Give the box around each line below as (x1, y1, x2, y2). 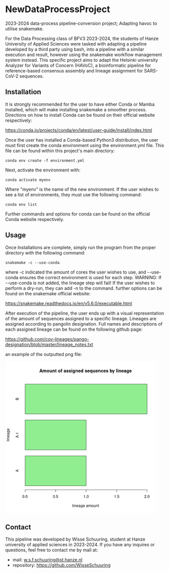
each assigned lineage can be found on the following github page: (5, 326, 143, 332)
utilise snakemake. (5, 25, 44, 31)
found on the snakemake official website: (5, 290, 91, 296)
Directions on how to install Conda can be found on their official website (5, 112, 155, 118)
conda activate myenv (5, 177, 51, 183)
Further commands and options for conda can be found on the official (5, 211, 150, 217)
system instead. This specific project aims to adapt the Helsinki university (5, 57, 158, 63)
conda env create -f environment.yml (5, 158, 85, 163)
